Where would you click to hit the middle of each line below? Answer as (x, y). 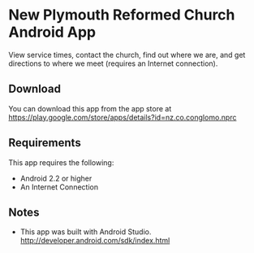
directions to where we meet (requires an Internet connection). (113, 63)
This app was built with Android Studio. (86, 232)
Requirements (45, 143)
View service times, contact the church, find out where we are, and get (127, 55)
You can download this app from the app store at (90, 108)
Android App (52, 32)
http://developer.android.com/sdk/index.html (95, 241)
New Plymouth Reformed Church (122, 15)
